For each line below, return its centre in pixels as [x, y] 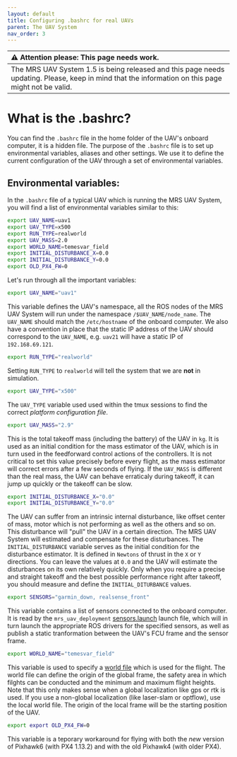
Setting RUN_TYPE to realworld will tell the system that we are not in [104, 370]
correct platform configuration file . [57, 412]
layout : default [31, 14]
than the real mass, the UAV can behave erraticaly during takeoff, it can [111, 476]
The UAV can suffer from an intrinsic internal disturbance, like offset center [116, 516]
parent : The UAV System [42, 27]
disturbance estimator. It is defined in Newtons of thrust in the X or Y [104, 554]
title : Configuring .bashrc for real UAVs [71, 21]
